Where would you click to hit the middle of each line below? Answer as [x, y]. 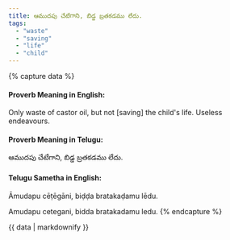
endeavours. [29, 121]
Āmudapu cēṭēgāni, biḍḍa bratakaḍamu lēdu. [84, 196]
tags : [17, 23]
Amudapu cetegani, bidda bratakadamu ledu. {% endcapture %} [115, 211]
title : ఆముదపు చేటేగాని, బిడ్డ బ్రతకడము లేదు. [75, 16]
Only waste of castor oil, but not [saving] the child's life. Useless [115, 113]
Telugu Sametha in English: [55, 178]
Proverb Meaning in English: [57, 94]
